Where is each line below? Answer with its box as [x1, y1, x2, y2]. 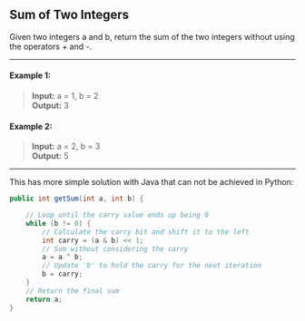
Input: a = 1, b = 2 [31, 91, 99, 102]
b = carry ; [42, 269, 84, 279]
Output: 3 [31, 100, 70, 112]
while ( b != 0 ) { [25, 219, 92, 228]
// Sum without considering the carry [42, 244, 189, 253]
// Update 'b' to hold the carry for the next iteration [42, 261, 261, 270]
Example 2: [9, 121, 53, 131]
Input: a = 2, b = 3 [31, 141, 101, 152]
